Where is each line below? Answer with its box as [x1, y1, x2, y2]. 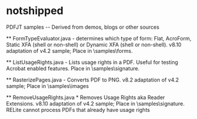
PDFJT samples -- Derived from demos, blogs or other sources [6, 23, 160, 30]
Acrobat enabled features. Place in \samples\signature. [6, 64, 140, 72]
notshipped [6, 4, 64, 18]
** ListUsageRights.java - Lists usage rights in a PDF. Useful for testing [6, 59, 179, 66]
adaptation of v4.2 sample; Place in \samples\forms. [6, 47, 133, 54]
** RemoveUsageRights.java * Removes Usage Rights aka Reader [6, 94, 165, 101]
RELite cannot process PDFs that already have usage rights [6, 106, 150, 113]
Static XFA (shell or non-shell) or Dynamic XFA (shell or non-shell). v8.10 [6, 41, 182, 48]
